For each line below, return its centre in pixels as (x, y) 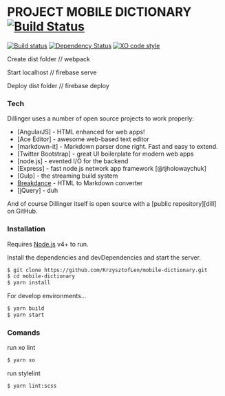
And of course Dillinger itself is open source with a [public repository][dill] (112, 204)
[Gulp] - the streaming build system (67, 176)
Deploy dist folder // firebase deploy (58, 85)
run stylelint (24, 373)
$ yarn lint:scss (32, 386)
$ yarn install (29, 283)
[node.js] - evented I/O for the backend (73, 161)
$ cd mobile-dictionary (41, 276)
